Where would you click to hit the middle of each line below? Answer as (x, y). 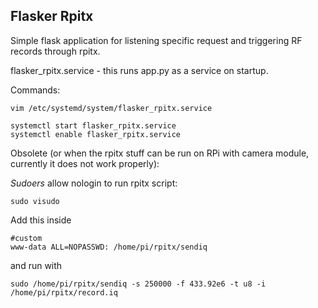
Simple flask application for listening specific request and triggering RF (156, 40)
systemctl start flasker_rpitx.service (93, 125)
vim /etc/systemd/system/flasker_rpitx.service (111, 108)
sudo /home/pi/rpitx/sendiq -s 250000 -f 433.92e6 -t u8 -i (138, 284)
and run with (36, 265)
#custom (26, 238)
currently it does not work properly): (85, 163)
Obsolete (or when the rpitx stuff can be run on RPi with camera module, (160, 153)
